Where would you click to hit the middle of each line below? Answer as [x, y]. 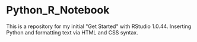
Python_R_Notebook [58, 10]
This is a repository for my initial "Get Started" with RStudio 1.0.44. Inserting [99, 26]
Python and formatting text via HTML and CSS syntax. [72, 32]
